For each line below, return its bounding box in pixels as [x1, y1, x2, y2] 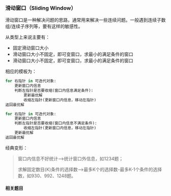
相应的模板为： [5, 69, 37, 75]
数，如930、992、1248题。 [17, 173, 76, 179]
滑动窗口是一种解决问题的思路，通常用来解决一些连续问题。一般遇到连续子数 [5, 17, 166, 23]
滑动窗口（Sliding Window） [5, 4, 76, 11]
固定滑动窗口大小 [12, 45, 49, 51]
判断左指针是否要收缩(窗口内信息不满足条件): [14, 121, 97, 126]
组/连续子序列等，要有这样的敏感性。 [5, 23, 83, 29]
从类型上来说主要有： [5, 34, 50, 40]
